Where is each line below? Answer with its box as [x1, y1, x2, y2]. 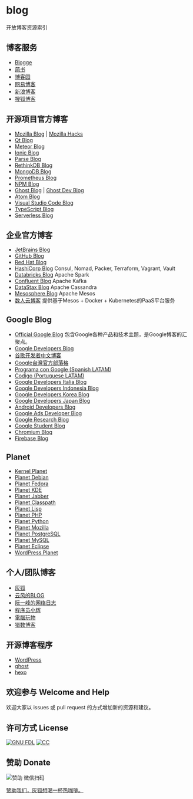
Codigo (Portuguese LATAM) [14, 372, 85, 379]
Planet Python [14, 518, 49, 525]
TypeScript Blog [14, 205, 54, 212]
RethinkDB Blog [14, 162, 53, 169]
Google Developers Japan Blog [14, 397, 91, 405]
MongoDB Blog [14, 167, 52, 175]
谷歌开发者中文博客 [14, 352, 62, 359]
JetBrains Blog [14, 246, 51, 254]
